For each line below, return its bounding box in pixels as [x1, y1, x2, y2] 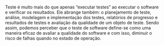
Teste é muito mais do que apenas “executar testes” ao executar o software [5, 4, 159, 10]
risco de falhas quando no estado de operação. [5, 35, 101, 41]
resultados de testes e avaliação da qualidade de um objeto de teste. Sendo [5, 20, 159, 25]
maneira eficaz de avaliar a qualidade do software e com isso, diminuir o [5, 30, 152, 36]
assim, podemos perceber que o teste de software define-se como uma [5, 25, 151, 31]
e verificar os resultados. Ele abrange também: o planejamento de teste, [5, 9, 152, 15]
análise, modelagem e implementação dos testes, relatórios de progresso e [5, 15, 158, 20]
